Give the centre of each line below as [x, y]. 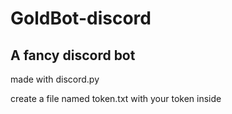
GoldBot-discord [81, 18]
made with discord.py [55, 79]
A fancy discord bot [73, 55]
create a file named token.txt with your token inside [116, 98]
